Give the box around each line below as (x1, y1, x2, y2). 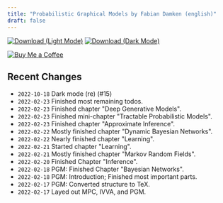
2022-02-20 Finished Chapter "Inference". (17, 158, 138, 166)
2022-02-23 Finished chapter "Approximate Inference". (17, 120, 176, 128)
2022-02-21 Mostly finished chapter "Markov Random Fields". (17, 150, 196, 158)
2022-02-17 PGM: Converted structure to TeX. (17, 180, 150, 189)
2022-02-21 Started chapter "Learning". (17, 143, 132, 151)
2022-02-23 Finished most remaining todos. (17, 97, 143, 106)
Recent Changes (7, 70, 83, 82)
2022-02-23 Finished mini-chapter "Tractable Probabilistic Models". (17, 112, 212, 121)
